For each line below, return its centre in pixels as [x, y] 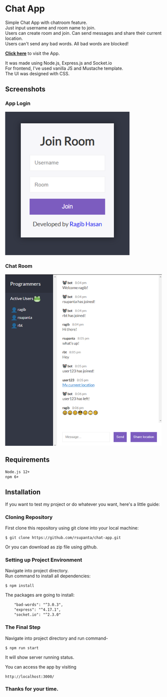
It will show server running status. [40, 657]
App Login [18, 104]
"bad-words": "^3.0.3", [39, 605]
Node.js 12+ [17, 472]
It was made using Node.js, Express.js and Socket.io [59, 63]
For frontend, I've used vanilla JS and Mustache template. [64, 68]
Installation [23, 492]
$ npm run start [22, 648]
